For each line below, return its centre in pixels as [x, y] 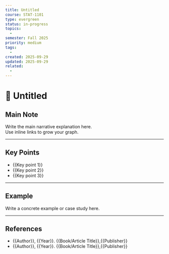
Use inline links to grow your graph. [42, 132]
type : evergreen [22, 19]
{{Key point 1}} [28, 165]
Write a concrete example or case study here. [52, 208]
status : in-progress [27, 24]
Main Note [22, 114]
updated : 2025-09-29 [27, 62]
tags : [11, 47]
